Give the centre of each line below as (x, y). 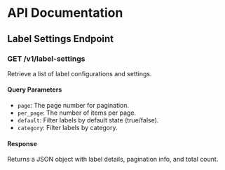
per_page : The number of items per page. (77, 113)
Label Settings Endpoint (61, 39)
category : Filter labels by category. (67, 128)
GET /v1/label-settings (46, 59)
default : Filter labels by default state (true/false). (88, 120)
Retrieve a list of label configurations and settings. (80, 73)
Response (22, 143)
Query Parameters (35, 90)
